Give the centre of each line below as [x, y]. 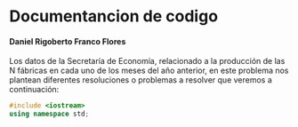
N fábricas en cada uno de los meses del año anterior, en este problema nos [149, 71]
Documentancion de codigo [114, 16]
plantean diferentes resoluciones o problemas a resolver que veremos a [141, 80]
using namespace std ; [49, 114]
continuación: [34, 90]
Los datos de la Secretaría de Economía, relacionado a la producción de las [147, 61]
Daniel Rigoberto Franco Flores [68, 41]
